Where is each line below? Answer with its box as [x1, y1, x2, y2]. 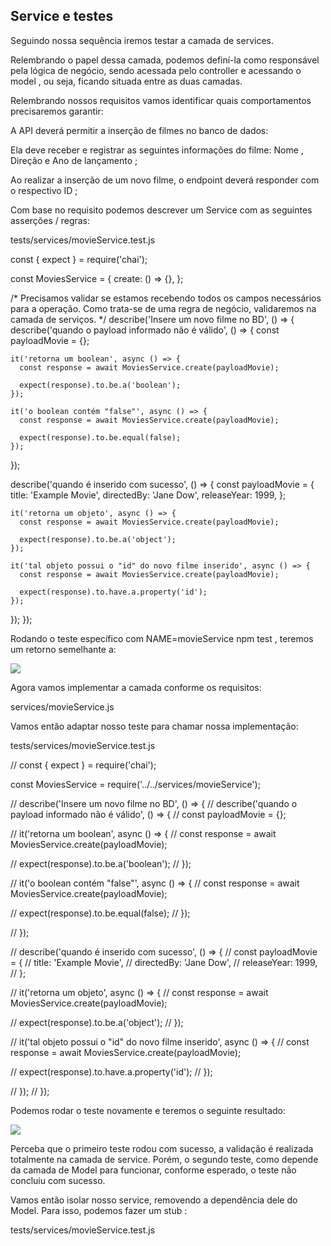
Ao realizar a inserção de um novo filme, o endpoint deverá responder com [10, 174, 320, 186]
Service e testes [10, 8, 114, 25]
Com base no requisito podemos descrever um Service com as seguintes [10, 204, 313, 216]
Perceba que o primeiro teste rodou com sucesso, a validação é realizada [10, 1142, 314, 1154]
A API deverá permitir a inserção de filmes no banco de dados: [10, 124, 269, 136]
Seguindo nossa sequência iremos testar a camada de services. [10, 34, 274, 46]
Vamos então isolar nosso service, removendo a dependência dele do [10, 1194, 298, 1206]
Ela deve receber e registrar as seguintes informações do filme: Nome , [10, 144, 304, 156]
